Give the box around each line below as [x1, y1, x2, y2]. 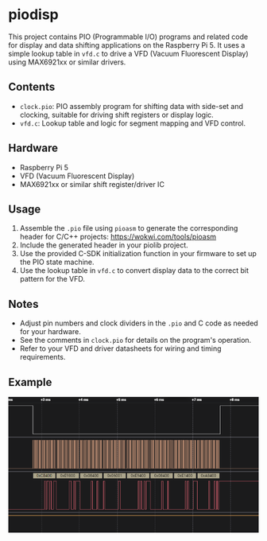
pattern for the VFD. [19, 274, 86, 284]
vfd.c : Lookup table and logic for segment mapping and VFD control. [19, 118, 246, 128]
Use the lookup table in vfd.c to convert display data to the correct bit [19, 266, 249, 275]
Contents [8, 80, 56, 94]
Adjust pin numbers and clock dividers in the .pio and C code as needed [19, 318, 258, 328]
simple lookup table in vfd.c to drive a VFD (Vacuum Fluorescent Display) [8, 49, 249, 58]
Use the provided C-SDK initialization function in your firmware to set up [19, 249, 257, 259]
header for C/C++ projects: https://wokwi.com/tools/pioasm [19, 232, 217, 242]
